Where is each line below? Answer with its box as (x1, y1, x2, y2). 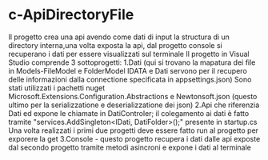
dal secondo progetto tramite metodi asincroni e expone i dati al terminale (8, 142, 252, 152)
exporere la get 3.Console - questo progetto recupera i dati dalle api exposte (8, 134, 261, 143)
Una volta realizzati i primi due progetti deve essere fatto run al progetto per (8, 126, 258, 135)
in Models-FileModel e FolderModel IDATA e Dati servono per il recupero (8, 66, 248, 75)
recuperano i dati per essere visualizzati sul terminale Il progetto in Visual (8, 49, 250, 58)
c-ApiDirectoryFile (8, 6, 134, 24)
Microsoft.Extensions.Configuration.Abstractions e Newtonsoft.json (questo (8, 91, 258, 101)
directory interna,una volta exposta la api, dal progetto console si (8, 40, 222, 50)
